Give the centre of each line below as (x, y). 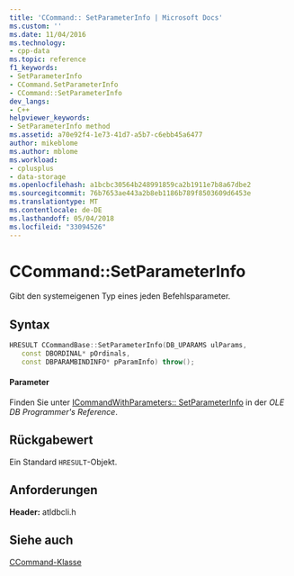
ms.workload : (34, 160)
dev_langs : (30, 101)
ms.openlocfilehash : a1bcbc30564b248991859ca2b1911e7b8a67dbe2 (130, 185)
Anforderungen (53, 490)
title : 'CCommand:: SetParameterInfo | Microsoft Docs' (116, 18)
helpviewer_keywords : (50, 118)
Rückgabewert (51, 441)
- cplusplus (31, 168)
